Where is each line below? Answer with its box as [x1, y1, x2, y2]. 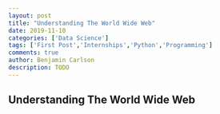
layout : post [8, 11, 52, 20]
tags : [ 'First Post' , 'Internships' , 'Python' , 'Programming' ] [8, 41, 214, 49]
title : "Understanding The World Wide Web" [8, 19, 156, 27]
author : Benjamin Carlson [8, 57, 94, 65]
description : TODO [8, 64, 70, 72]
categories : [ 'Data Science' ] [8, 33, 110, 42]
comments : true [8, 49, 59, 57]
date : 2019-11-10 [8, 26, 66, 34]
